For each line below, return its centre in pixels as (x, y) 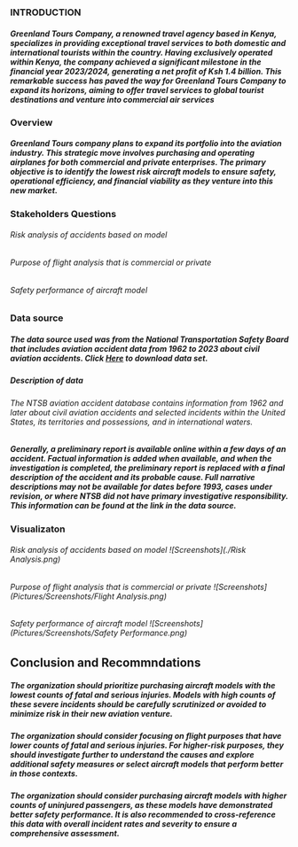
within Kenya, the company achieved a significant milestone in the (136, 62)
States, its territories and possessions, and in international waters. (132, 422)
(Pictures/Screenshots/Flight (62, 596)
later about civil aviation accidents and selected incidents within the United (148, 412)
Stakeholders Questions (63, 214)
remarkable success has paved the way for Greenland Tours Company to (148, 81)
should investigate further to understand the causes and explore (132, 754)
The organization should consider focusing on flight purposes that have (146, 736)
